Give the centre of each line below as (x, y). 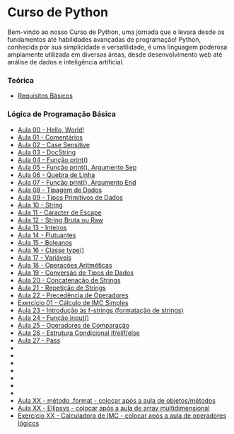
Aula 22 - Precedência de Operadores (73, 295)
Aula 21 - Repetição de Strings (62, 287)
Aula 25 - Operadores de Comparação (73, 325)
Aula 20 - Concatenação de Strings (69, 280)
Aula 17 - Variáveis (45, 257)
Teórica (21, 80)
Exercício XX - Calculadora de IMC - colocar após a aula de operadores (122, 416)
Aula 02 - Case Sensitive (54, 144)
